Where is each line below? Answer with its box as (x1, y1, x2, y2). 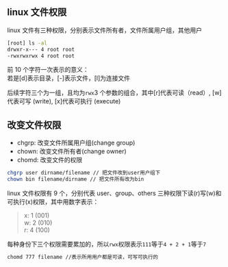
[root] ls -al (7, 40, 48, 47)
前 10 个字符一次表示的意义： (7, 66, 89, 74)
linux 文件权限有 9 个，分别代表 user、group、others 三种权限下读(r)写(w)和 (7, 189, 222, 197)
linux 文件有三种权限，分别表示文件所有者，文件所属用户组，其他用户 (7, 26, 202, 34)
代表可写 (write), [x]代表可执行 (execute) (7, 97, 121, 105)
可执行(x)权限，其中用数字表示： (7, 198, 99, 205)
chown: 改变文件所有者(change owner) (16, 147, 127, 155)
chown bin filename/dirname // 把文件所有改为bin (7, 176, 144, 183)
